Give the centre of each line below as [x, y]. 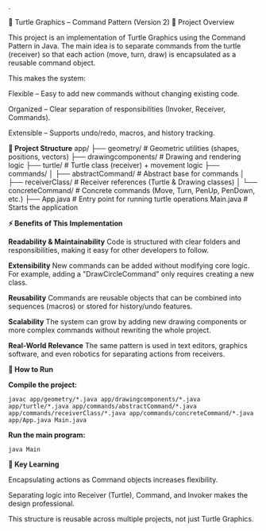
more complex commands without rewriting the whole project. [110, 330]
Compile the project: [43, 385]
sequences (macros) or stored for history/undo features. [100, 306]
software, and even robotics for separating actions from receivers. [117, 354]
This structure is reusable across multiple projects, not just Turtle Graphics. [131, 519]
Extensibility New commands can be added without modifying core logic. [129, 265]
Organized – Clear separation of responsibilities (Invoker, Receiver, [117, 109]
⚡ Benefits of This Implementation [66, 223]
